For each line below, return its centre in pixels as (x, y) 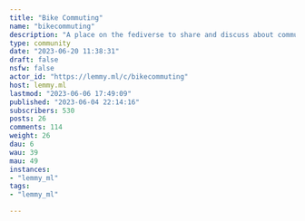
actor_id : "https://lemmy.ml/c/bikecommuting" (99, 77)
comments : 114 (36, 128)
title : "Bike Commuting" (56, 18)
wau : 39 (24, 152)
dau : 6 (22, 144)
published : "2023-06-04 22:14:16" (75, 102)
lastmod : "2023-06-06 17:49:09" (70, 93)
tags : (20, 187)
